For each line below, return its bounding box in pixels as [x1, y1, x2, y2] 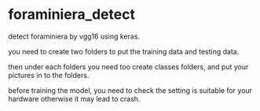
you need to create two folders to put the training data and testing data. [8, 46, 240, 56]
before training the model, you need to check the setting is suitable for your [8, 85, 253, 95]
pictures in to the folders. [8, 70, 90, 80]
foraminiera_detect [8, 6, 136, 24]
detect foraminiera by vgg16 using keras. [8, 31, 140, 41]
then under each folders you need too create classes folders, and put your [8, 61, 249, 72]
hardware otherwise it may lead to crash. [8, 94, 141, 103]
